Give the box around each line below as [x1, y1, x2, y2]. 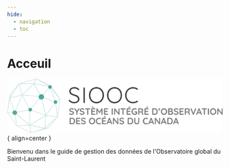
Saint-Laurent [7, 154, 46, 163]
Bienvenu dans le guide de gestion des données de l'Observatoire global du [7, 147, 221, 155]
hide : [7, 11, 23, 18]
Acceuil [7, 55, 51, 71]
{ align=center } [7, 134, 51, 142]
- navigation [13, 18, 51, 25]
